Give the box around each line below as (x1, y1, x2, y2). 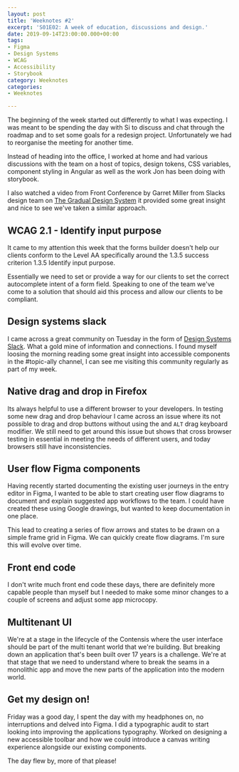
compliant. (7, 295, 38, 303)
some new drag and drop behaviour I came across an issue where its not (7, 412, 221, 420)
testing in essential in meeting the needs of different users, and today (7, 434, 211, 443)
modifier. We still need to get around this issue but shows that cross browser (7, 427, 232, 435)
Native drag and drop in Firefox (7, 385, 147, 397)
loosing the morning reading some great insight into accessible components (7, 350, 230, 358)
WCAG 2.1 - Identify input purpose (7, 224, 162, 236)
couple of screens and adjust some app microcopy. (7, 595, 158, 604)
